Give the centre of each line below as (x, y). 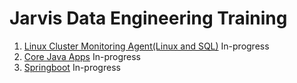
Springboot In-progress (72, 67)
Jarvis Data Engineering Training (148, 18)
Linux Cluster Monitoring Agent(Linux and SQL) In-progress (146, 46)
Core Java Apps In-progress (82, 56)
